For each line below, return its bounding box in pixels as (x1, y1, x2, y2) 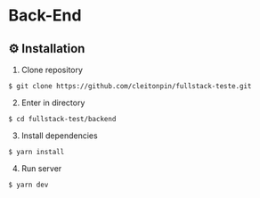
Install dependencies (20, 130, 99, 141)
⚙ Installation (8, 41, 85, 56)
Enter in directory (20, 97, 85, 108)
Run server (20, 163, 62, 174)
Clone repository (20, 64, 84, 75)
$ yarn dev (8, 180, 49, 189)
